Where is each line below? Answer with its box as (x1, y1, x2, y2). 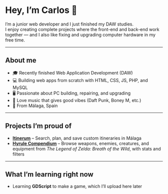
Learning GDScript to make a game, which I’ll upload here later (12, 183, 142, 189)
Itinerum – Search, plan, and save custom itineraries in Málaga (12, 135, 141, 141)
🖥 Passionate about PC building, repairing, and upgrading (12, 90, 131, 96)
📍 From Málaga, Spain (12, 102, 58, 108)
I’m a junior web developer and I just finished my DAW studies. (5, 21, 134, 27)
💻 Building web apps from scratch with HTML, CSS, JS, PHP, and (12, 77, 148, 83)
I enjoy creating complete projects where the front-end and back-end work (5, 26, 160, 32)
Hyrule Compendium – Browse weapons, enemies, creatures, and (12, 140, 149, 146)
